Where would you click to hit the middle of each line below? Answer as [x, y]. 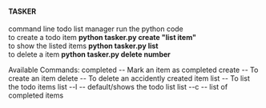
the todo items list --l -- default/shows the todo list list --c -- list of [118, 87]
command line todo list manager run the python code [96, 29]
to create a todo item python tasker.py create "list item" [102, 38]
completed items [36, 95]
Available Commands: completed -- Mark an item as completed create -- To [133, 70]
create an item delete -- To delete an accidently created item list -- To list [129, 78]
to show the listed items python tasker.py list [83, 46]
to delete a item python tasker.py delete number [89, 54]
